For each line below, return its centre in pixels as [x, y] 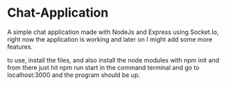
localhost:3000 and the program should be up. [74, 75]
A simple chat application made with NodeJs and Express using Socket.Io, [113, 32]
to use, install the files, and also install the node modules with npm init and [113, 60]
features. [20, 46]
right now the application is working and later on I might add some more [110, 39]
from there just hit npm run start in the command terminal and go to [103, 67]
